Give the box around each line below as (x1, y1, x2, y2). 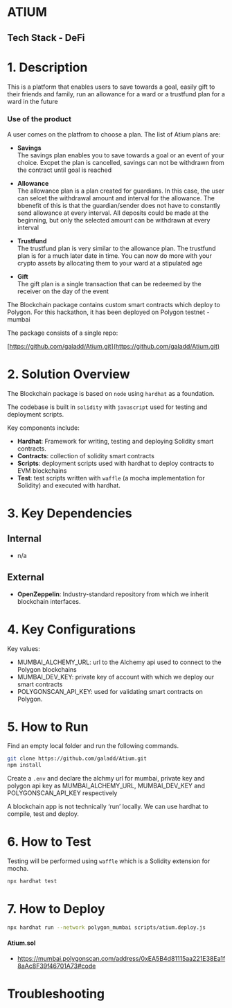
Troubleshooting (7, 986, 105, 1002)
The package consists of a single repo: (7, 329, 118, 337)
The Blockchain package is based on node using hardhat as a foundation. (7, 389, 215, 397)
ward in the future (7, 97, 58, 105)
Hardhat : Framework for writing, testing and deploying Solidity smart (17, 437, 214, 445)
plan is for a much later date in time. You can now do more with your (17, 251, 213, 260)
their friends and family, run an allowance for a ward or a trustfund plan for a (7, 89, 225, 98)
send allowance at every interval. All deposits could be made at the (17, 209, 209, 217)
